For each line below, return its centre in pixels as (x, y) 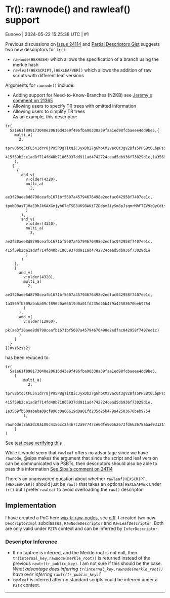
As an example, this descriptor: (45, 117)
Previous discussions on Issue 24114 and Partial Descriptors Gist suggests (83, 44)
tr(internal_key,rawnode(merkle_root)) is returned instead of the (81, 558)
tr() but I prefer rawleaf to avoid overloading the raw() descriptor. (75, 489)
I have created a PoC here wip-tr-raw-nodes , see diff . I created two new (80, 518)
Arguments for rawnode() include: (40, 85)
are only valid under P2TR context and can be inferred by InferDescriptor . (82, 528)
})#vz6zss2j (18, 348)
